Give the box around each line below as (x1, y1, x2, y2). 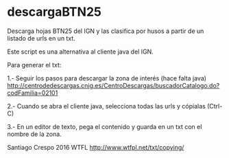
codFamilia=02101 (7, 89, 58, 97)
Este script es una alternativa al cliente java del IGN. (7, 47, 154, 56)
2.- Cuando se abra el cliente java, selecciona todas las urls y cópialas (7, 102, 206, 110)
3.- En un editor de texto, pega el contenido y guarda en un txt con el (7, 122, 202, 131)
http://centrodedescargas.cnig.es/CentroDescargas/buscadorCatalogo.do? (7, 81, 220, 89)
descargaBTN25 (7, 4, 101, 20)
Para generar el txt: (7, 60, 62, 69)
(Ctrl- (206, 102, 223, 110)
